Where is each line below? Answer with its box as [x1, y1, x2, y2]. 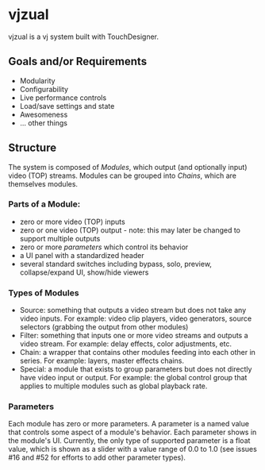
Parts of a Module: [8, 198, 81, 210]
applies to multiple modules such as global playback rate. [19, 381, 208, 391]
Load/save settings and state [19, 101, 115, 110]
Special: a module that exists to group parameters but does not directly [19, 364, 252, 374]
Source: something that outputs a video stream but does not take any [19, 306, 247, 315]
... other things [19, 118, 67, 128]
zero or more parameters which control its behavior [19, 242, 189, 252]
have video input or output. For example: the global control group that [19, 373, 248, 383]
